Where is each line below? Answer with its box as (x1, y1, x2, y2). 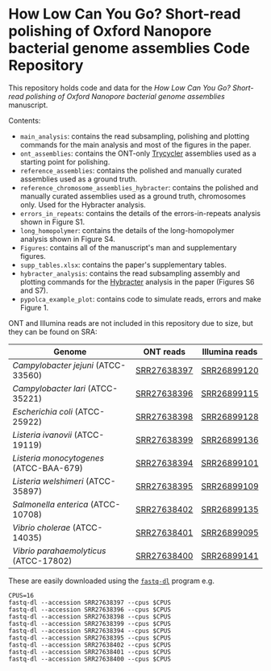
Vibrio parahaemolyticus (12, 545, 106, 556)
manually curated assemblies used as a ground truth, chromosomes (19, 191, 246, 201)
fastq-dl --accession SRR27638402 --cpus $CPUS (8, 640, 172, 649)
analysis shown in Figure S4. (19, 234, 115, 244)
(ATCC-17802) (12, 555, 73, 566)
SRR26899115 (201, 388, 259, 399)
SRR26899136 (201, 434, 259, 445)
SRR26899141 (201, 550, 259, 561)
